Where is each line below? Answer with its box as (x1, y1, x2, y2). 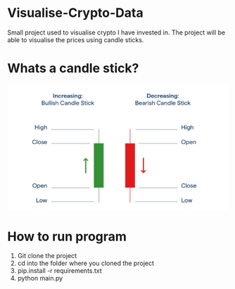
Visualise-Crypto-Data (7, 5, 144, 21)
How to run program (7, 229, 127, 244)
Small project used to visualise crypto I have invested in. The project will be (7, 28, 226, 37)
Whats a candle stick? (7, 60, 139, 77)
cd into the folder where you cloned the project (17, 259, 155, 268)
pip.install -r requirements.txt (17, 266, 102, 275)
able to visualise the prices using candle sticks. (7, 35, 144, 44)
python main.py (17, 274, 63, 283)
